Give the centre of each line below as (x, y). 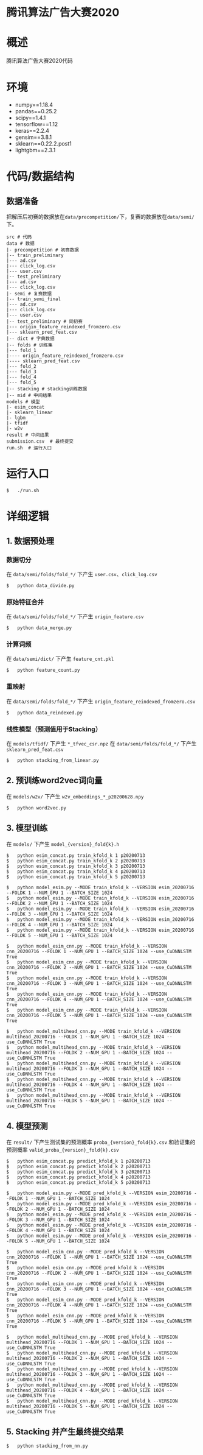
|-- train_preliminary (35, 255)
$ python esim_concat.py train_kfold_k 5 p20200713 (76, 877)
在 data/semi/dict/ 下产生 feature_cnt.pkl (60, 659)
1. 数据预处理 (30, 541)
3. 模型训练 (27, 828)
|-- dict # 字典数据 (30, 339)
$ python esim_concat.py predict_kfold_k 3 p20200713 (78, 1172)
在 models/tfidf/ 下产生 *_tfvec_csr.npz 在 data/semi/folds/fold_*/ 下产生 (101, 744)
